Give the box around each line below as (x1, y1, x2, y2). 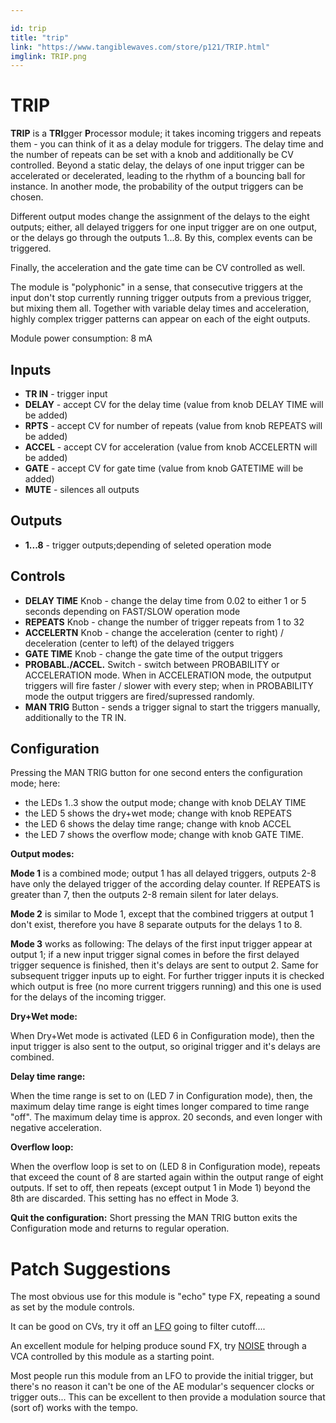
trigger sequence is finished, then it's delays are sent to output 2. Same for (10, 959, 319, 971)
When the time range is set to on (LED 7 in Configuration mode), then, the (10, 1090, 313, 1102)
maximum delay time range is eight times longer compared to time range (10, 1101, 310, 1113)
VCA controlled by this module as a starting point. (10, 1351, 215, 1363)
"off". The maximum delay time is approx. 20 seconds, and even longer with (10, 1111, 323, 1123)
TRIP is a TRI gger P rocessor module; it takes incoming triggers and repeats (10, 127, 322, 140)
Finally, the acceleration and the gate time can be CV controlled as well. (10, 262, 306, 274)
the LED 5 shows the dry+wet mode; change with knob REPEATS (24, 807, 292, 820)
